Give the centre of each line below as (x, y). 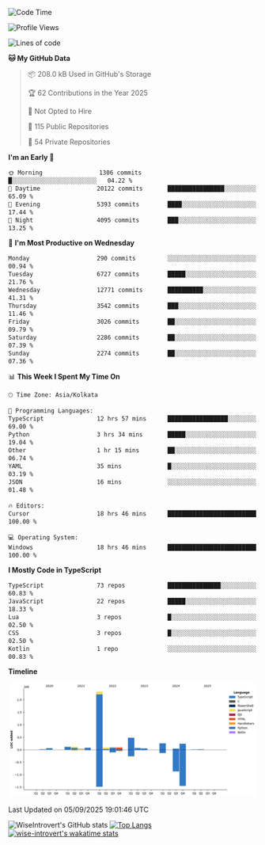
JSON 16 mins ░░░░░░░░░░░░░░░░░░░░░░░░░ (132, 482)
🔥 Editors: (26, 506)
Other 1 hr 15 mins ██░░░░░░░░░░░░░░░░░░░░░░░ (132, 451)
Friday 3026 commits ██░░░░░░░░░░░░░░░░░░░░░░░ (132, 322)
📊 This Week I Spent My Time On (64, 377)
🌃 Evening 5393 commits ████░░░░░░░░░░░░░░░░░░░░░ (132, 204)
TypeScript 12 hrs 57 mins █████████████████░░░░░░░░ (132, 419)
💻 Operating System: (44, 538)
